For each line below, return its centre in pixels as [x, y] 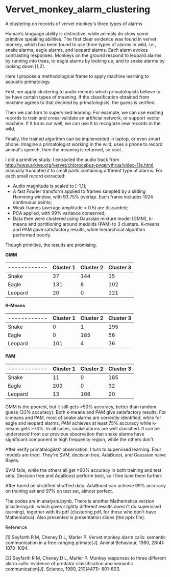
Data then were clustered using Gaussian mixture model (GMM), [80, 218]
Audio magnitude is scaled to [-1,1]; [50, 186]
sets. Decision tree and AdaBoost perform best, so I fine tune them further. [84, 475]
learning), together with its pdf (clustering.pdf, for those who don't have [81, 512]
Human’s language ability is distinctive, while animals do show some [77, 33]
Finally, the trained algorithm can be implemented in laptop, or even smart [83, 138]
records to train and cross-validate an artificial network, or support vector [83, 118]
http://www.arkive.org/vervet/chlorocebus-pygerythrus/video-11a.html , [80, 165]
